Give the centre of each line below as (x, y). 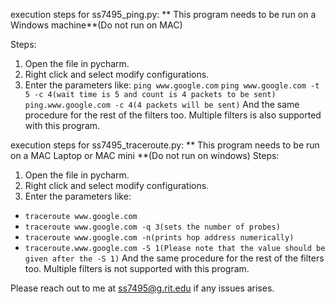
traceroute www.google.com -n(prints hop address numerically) (159, 238)
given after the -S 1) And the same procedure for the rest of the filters (174, 258)
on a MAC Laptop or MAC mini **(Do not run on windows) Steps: (145, 155)
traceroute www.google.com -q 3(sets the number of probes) (152, 227)
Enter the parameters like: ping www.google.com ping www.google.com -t (172, 85)
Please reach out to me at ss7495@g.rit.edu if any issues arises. (142, 288)
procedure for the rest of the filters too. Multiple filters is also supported (173, 115)
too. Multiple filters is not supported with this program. (137, 268)
